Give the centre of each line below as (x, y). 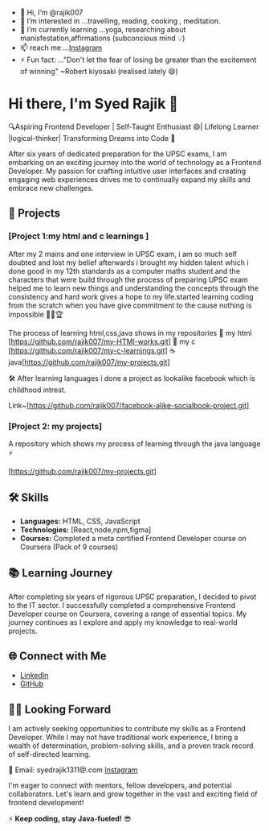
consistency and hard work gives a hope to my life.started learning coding (131, 296)
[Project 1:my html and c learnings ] (79, 236)
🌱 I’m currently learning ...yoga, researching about (103, 29)
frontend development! (46, 803)
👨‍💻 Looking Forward (59, 709)
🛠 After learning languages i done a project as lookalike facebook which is (132, 378)
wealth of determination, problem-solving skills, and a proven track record (131, 746)
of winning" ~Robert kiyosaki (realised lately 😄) (99, 71)
